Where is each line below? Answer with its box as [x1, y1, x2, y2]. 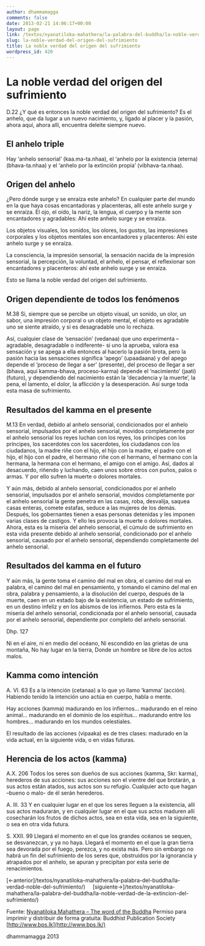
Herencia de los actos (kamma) [6, 754, 127, 764]
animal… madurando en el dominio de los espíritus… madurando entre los [6, 711, 191, 718]
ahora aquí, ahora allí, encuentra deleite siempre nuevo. [6, 121, 146, 128]
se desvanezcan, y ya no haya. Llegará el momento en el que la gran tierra [6, 839, 194, 846]
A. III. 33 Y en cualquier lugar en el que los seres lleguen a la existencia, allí [6, 801, 195, 809]
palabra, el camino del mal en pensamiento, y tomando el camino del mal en [6, 583, 197, 591]
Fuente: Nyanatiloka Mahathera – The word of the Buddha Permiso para [6, 908, 187, 915]
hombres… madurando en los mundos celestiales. [6, 718, 132, 725]
